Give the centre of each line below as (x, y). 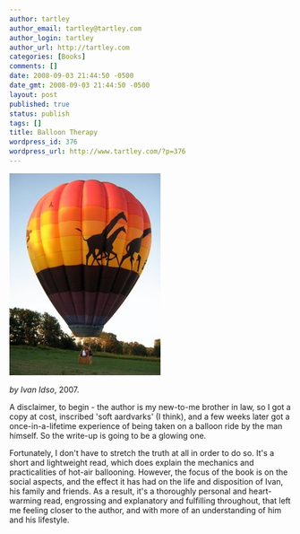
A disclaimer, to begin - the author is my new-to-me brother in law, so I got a (150, 407)
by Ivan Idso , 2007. (44, 390)
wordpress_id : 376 (43, 142)
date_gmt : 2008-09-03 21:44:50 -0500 (80, 85)
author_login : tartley (51, 38)
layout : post (34, 94)
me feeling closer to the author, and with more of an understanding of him (146, 510)
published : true (39, 104)
